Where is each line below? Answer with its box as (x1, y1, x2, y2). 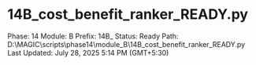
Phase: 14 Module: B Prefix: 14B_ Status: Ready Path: (7, 31, 179, 41)
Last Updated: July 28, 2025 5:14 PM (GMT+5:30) (7, 48, 169, 57)
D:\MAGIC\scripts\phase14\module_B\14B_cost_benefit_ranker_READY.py (7, 39, 246, 49)
